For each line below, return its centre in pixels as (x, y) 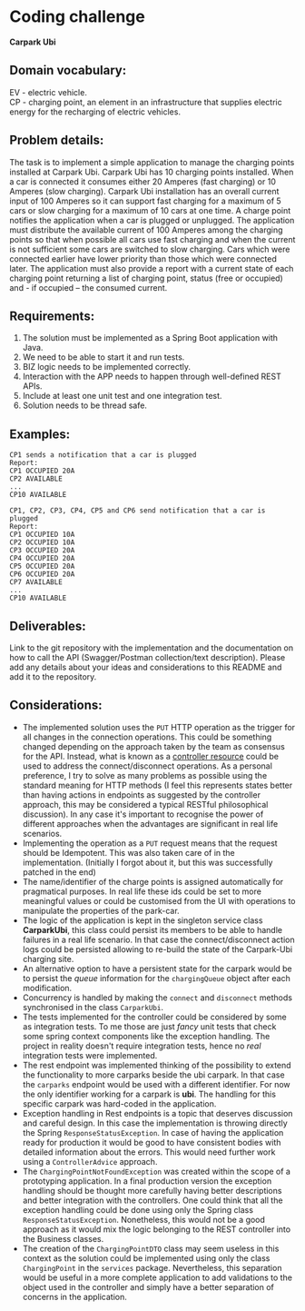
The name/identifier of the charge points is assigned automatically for (153, 881)
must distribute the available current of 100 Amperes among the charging (146, 230)
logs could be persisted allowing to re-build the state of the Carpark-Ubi (157, 949)
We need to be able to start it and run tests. (103, 357)
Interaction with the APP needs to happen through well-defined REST (152, 377)
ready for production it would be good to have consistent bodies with (152, 1142)
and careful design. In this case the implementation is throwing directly (155, 1123)
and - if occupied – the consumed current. (89, 287)
